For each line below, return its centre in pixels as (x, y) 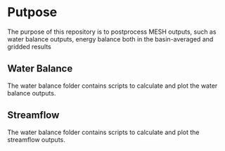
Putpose (32, 12)
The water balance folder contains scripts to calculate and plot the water (112, 86)
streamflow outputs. (36, 139)
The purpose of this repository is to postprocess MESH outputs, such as (112, 32)
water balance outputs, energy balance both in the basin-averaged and (110, 39)
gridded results (29, 46)
